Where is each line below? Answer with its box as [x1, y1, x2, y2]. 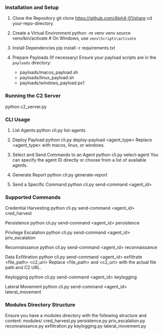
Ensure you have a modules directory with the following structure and [5, 313, 147, 319]
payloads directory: [12, 60, 51, 66]
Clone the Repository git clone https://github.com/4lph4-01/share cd [12, 15, 152, 21]
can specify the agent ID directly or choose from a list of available [12, 157, 147, 163]
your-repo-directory [12, 20, 53, 26]
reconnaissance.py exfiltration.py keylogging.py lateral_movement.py [5, 323, 147, 329]
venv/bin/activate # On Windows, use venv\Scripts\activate [12, 35, 136, 41]
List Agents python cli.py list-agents [12, 127, 85, 133]
